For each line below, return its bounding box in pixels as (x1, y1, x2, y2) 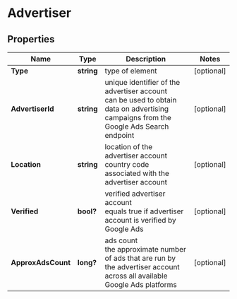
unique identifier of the (104, 78, 181, 87)
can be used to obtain (104, 95, 177, 105)
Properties (7, 33, 55, 45)
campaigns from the (104, 113, 171, 122)
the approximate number (104, 245, 187, 254)
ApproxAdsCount (11, 258, 71, 267)
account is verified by (104, 216, 176, 225)
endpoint (104, 131, 135, 140)
